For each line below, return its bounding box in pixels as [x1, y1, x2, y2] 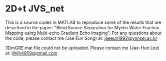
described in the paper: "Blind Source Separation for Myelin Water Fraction [5, 24, 159, 30]
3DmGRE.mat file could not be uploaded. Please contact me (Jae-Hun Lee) [5, 45, 160, 51]
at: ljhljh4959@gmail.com [5, 50, 57, 56]
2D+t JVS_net [5, 3, 64, 14]
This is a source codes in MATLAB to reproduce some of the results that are [5, 19, 161, 25]
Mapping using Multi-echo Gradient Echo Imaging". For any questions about [5, 30, 162, 36]
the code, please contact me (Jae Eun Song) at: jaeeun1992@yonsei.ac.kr [5, 35, 157, 41]
